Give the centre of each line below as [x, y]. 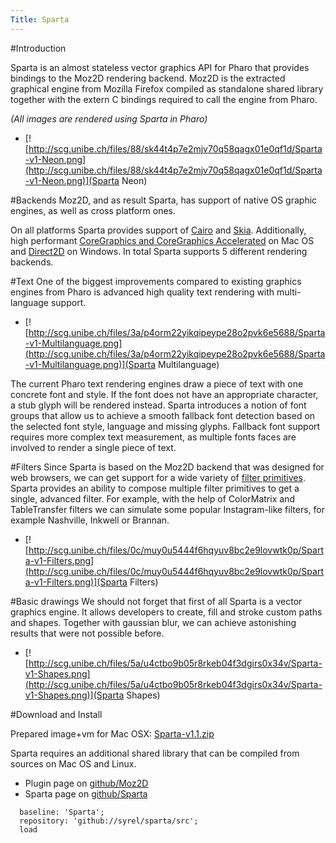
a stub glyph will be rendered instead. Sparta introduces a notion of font [158, 405]
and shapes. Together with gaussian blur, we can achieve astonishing [153, 622]
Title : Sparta [40, 19]
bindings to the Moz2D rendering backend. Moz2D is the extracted [148, 78]
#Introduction [38, 48]
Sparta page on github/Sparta [86, 793]
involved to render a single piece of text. [93, 447]
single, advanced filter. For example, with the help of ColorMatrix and [152, 498]
